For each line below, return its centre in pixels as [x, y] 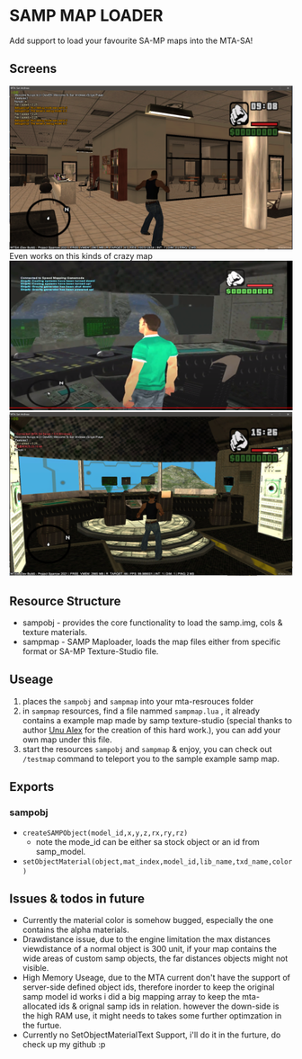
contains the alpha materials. [76, 930]
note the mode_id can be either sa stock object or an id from [148, 841]
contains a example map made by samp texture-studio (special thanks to [157, 720]
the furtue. [42, 1026]
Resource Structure [65, 601]
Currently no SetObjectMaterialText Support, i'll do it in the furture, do [151, 1035]
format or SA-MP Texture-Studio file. [90, 651]
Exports [32, 787]
